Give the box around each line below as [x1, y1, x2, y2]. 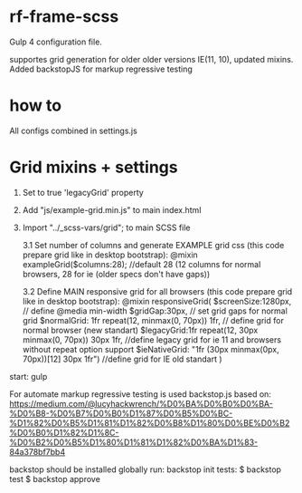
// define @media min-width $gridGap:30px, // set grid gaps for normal [22, 305, 288, 316]
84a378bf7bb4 [9, 446, 66, 457]
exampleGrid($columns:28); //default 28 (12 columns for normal [22, 258, 261, 269]
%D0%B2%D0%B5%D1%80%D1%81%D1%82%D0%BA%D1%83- [9, 437, 259, 448]
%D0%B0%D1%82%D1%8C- [9, 427, 119, 438]
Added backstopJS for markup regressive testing [9, 63, 193, 74]
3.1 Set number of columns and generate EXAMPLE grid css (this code [22, 239, 285, 250]
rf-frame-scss [9, 6, 119, 27]
